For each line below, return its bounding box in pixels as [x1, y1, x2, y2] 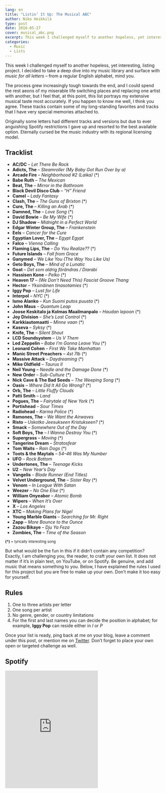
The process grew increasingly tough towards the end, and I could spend [5, 82, 154, 88]
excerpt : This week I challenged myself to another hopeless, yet [5, 35, 145, 40]
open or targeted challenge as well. [5, 643, 77, 649]
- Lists [9, 49, 26, 53]
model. [5, 134, 19, 140]
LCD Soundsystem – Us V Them [12, 335, 79, 341]
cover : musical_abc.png [5, 30, 54, 35]
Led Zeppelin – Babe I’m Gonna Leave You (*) [12, 340, 107, 347]
